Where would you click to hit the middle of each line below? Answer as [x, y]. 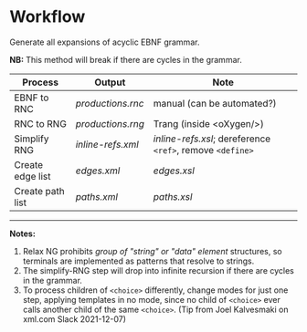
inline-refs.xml [107, 144]
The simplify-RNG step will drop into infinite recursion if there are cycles [159, 270]
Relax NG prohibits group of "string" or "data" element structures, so [152, 251]
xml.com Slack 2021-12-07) [74, 319]
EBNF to [32, 98]
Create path [40, 191]
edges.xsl [174, 171]
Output [110, 82]
